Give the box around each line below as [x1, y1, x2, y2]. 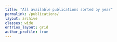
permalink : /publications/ [5, 12, 59, 16]
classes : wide [5, 20, 34, 26]
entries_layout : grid [5, 25, 49, 30]
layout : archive [5, 16, 38, 21]
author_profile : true [5, 29, 49, 34]
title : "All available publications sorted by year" [5, 7, 113, 12]
